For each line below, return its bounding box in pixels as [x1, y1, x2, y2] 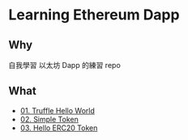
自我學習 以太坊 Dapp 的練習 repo [8, 61, 122, 70]
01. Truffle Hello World [19, 105, 96, 115]
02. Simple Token [19, 114, 79, 124]
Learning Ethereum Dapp [8, 6, 180, 24]
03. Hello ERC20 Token [19, 123, 98, 133]
